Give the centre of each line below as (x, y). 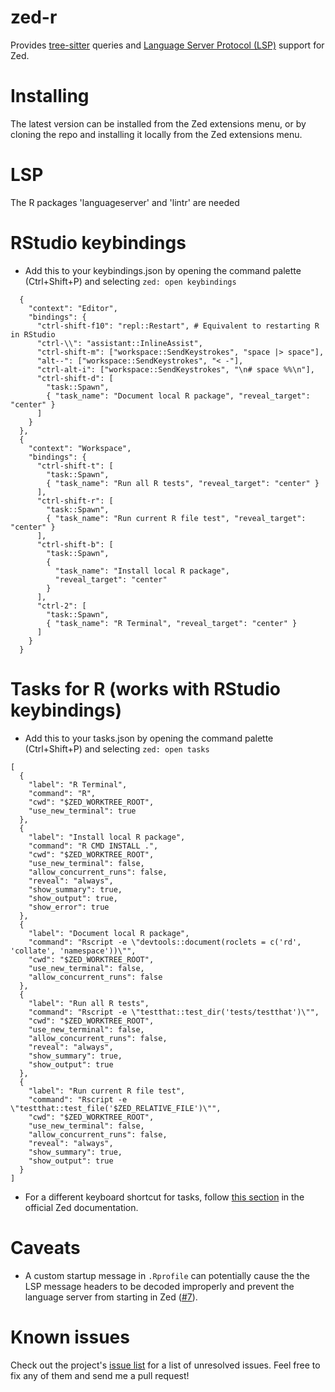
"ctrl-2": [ (61, 606)
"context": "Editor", (73, 308)
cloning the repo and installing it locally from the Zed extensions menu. (156, 134)
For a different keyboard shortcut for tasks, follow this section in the (164, 1197)
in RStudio (33, 334)
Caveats (45, 1247)
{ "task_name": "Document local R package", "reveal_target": (178, 396)
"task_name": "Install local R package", (142, 571)
